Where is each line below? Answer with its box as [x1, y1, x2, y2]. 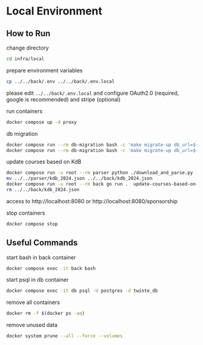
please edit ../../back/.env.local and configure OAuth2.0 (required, [6, 89, 179, 97]
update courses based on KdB [6, 158, 82, 165]
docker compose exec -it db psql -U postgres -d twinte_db [6, 288, 158, 294]
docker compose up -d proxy [6, 119, 77, 125]
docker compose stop [6, 221, 59, 227]
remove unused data [6, 321, 58, 329]
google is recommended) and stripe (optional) [6, 95, 121, 103]
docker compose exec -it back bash [6, 265, 96, 271]
